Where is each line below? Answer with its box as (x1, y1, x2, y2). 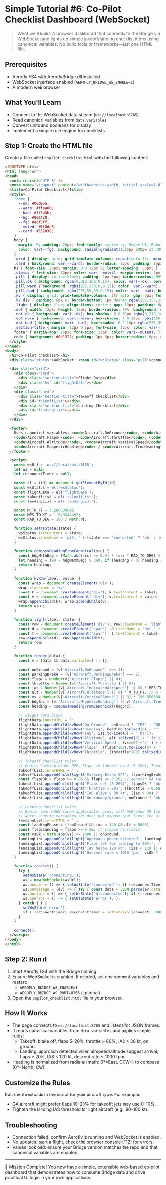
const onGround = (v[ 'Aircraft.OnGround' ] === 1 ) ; (18, 667, 125, 672)
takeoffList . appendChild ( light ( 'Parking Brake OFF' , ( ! (18, 773, 136, 777)
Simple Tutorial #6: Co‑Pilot (5, 3, 121, 15)
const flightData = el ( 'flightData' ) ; (14, 490, 94, 495)
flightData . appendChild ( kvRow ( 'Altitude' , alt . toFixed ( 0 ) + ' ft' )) (18, 736, 163, 741)
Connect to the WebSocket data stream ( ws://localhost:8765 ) (12, 111, 139, 117)
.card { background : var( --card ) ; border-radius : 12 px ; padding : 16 (14, 261, 158, 266)
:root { (14, 196, 30, 201)
